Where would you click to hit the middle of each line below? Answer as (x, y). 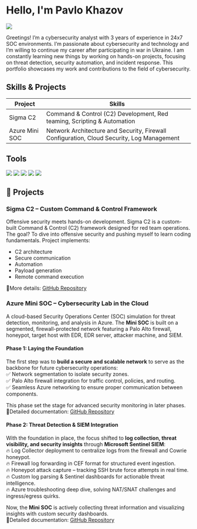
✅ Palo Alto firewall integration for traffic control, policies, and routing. (91, 380)
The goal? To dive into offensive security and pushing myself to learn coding (98, 234)
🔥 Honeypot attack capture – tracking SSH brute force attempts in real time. (97, 470)
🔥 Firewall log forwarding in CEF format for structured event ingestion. (91, 463)
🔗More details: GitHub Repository (46, 288)
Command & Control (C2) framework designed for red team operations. (104, 228)
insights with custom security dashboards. (57, 513)
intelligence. (21, 483)
